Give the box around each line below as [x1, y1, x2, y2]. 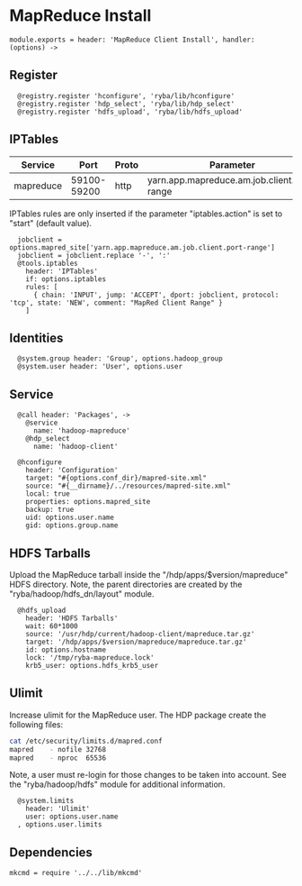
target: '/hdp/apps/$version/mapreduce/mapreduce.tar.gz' [25, 637, 247, 646]
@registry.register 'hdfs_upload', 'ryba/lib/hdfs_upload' [17, 107, 244, 116]
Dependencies [9, 845, 93, 860]
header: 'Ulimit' [25, 804, 91, 814]
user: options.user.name [25, 812, 119, 821]
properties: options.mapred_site [25, 498, 151, 507]
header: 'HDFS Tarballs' [25, 614, 119, 623]
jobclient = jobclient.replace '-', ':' [17, 251, 171, 260]
